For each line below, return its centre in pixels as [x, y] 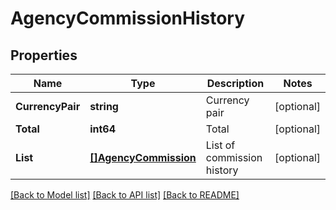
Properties [44, 55]
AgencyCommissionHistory [128, 18]
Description [235, 83]
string [104, 106]
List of [220, 145]
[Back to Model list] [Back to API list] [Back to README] [125, 195]
